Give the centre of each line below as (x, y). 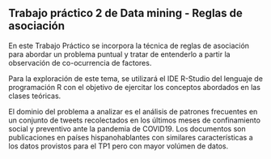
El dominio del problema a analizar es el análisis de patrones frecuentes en (133, 111)
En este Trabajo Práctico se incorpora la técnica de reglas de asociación (129, 45)
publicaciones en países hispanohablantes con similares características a (131, 137)
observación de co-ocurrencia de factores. (80, 62)
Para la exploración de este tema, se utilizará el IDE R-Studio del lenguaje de (135, 78)
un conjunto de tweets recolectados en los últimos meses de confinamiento (135, 120)
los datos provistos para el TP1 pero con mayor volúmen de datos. (119, 146)
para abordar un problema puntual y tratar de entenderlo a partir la (119, 54)
